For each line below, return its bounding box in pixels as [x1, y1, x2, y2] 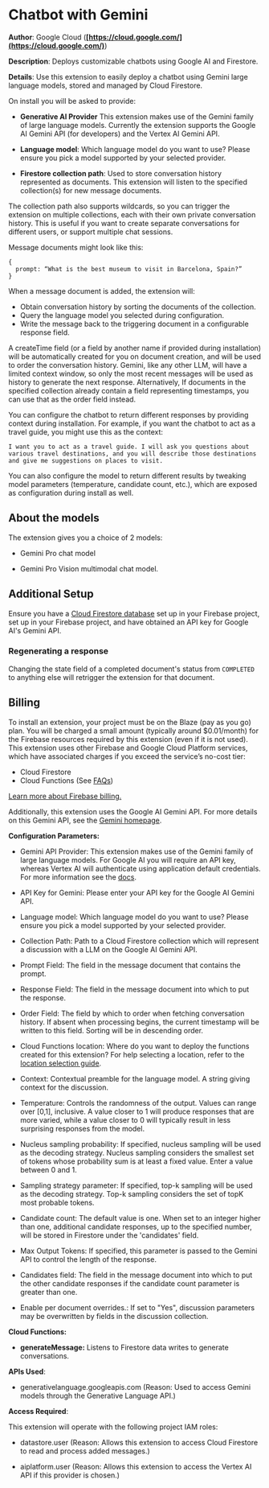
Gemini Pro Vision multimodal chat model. [19, 563, 159, 573]
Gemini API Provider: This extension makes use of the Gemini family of [19, 847, 254, 856]
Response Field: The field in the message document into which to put [19, 984, 250, 994]
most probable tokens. [19, 1197, 95, 1207]
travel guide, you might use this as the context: [8, 427, 163, 436]
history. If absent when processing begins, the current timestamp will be [19, 1016, 259, 1027]
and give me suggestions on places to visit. [8, 456, 163, 464]
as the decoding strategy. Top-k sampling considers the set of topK [19, 1189, 244, 1198]
